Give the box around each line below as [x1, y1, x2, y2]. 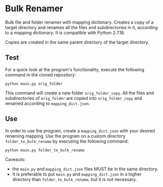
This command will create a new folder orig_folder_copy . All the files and [5, 90, 154, 96]
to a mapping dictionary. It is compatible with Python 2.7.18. [5, 30, 126, 35]
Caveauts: [5, 156, 26, 162]
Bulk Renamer [5, 3, 64, 14]
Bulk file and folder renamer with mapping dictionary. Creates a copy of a [5, 19, 154, 25]
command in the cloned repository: [5, 72, 76, 78]
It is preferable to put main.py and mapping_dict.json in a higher [12, 171, 142, 177]
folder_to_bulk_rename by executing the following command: [5, 138, 129, 144]
